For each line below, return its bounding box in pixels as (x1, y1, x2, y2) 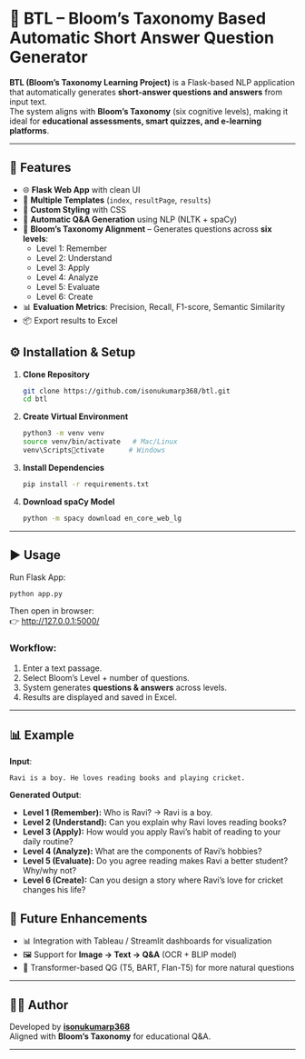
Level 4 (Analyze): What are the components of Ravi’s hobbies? (22, 845, 262, 857)
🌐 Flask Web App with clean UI (22, 184, 141, 195)
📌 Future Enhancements (9, 911, 148, 926)
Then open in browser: (9, 605, 94, 616)
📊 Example (9, 727, 74, 744)
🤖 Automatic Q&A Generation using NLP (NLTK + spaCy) (22, 214, 238, 225)
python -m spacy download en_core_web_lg (22, 514, 182, 523)
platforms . (9, 125, 50, 135)
